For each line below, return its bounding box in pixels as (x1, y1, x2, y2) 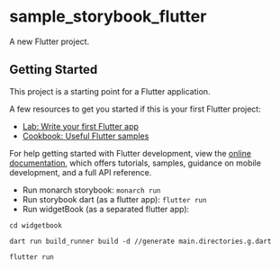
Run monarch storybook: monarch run (22, 184, 161, 195)
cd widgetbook (9, 220, 63, 230)
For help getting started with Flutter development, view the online (9, 148, 252, 158)
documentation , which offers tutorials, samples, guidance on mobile (9, 157, 261, 168)
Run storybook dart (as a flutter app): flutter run (22, 193, 207, 204)
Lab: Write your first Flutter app (22, 121, 140, 131)
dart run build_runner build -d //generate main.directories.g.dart (9, 237, 272, 246)
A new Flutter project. (9, 36, 90, 47)
